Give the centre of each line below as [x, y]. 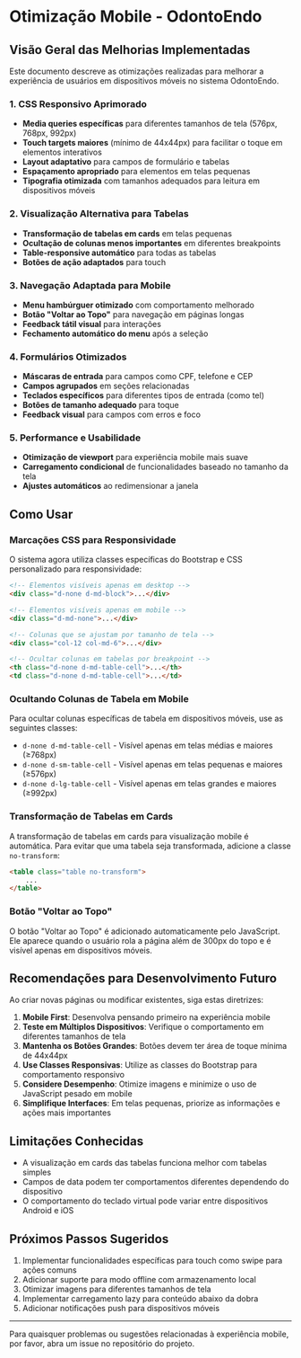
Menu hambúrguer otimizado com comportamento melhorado [138, 305]
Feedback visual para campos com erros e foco [112, 414]
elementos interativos [62, 152]
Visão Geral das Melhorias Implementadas [130, 50]
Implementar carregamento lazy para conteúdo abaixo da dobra [140, 1299]
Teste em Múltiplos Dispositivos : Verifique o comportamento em [143, 1027]
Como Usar [41, 514]
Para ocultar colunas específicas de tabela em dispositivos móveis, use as [146, 719]
